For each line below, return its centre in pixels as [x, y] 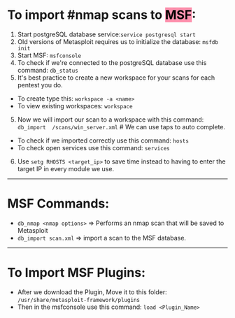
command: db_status [48, 70]
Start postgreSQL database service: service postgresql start [106, 34]
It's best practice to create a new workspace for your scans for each [116, 78]
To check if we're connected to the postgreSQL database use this [112, 62]
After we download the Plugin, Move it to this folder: [92, 292]
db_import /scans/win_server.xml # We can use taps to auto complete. [121, 127]
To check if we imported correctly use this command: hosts [103, 140]
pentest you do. [40, 85]
